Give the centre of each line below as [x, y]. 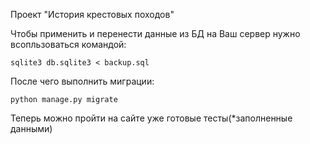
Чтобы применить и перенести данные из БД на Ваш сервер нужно [155, 33]
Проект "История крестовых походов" [92, 14]
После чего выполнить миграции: [82, 81]
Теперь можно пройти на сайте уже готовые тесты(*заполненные [151, 118]
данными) [31, 128]
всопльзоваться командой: [68, 44]
